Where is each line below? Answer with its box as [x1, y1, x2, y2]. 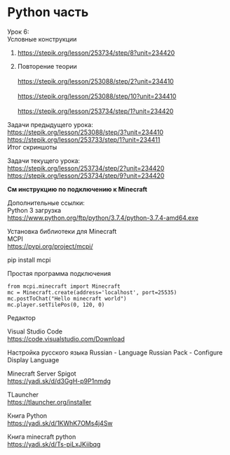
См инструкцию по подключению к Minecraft [7, 185, 147, 193]
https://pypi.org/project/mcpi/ [7, 242, 93, 250]
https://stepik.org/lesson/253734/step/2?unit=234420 [7, 164, 165, 172]
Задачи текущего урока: [7, 156, 81, 165]
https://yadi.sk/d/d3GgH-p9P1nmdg [7, 376, 111, 385]
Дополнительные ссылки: [7, 198, 86, 207]
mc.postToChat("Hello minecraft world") [7, 295, 128, 302]
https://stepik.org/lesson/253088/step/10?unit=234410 [17, 92, 177, 100]
